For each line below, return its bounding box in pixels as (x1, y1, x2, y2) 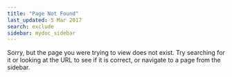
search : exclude (7, 23, 54, 30)
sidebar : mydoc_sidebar (7, 29, 76, 37)
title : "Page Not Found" (7, 10, 79, 17)
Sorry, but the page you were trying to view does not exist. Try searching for (7, 49, 225, 57)
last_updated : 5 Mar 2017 (7, 17, 82, 24)
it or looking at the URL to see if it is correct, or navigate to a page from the (7, 56, 221, 65)
